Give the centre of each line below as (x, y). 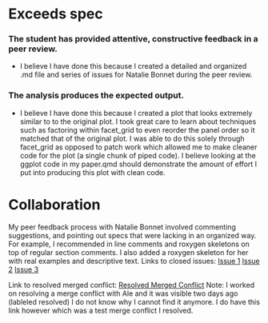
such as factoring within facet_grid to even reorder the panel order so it (137, 130)
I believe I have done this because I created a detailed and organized (133, 66)
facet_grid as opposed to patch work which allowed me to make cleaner (138, 147)
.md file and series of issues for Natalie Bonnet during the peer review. (136, 75)
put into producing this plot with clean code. (92, 172)
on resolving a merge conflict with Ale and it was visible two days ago (123, 293)
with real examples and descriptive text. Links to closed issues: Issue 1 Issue (134, 261)
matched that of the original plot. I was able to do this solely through (132, 138)
